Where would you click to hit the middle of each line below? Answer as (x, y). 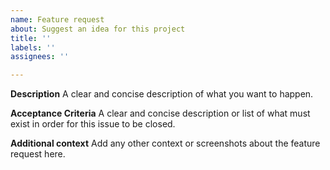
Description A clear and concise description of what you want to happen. (162, 94)
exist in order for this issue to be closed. (93, 124)
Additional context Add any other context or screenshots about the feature (165, 143)
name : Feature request (57, 19)
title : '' (31, 38)
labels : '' (33, 47)
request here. (38, 154)
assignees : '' (40, 57)
